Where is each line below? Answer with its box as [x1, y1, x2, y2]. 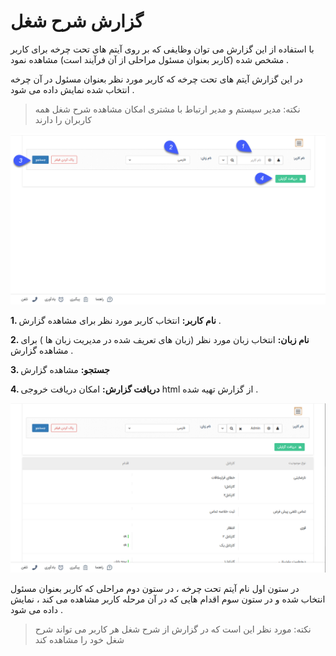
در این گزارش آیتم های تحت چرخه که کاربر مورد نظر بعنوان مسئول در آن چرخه [10, 73, 303, 85]
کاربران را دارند [34, 113, 92, 125]
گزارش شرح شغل [10, 10, 144, 33]
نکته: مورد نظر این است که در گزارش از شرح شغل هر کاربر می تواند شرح [34, 623, 312, 635]
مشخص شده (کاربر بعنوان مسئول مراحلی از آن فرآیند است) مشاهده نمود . [10, 53, 290, 65]
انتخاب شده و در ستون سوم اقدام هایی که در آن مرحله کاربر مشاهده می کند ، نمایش [10, 593, 326, 605]
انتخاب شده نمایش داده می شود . [10, 83, 135, 95]
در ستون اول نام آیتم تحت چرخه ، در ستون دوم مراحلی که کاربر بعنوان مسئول [10, 582, 300, 594]
